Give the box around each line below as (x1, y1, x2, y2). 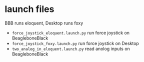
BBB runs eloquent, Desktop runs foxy (4, 20, 83, 26)
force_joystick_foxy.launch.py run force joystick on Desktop (11, 40, 139, 46)
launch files (4, 3, 54, 15)
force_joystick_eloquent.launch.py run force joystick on (11, 29, 130, 35)
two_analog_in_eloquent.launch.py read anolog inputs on (11, 45, 130, 51)
